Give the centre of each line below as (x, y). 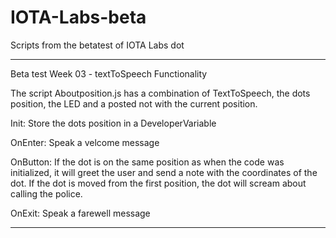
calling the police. (46, 193)
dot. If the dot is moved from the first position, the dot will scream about (158, 183)
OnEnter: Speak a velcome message (85, 142)
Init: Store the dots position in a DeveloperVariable (113, 123)
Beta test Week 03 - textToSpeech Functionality (109, 73)
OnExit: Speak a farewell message (80, 213)
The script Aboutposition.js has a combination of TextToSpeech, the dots (160, 93)
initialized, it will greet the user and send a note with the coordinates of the (164, 172)
